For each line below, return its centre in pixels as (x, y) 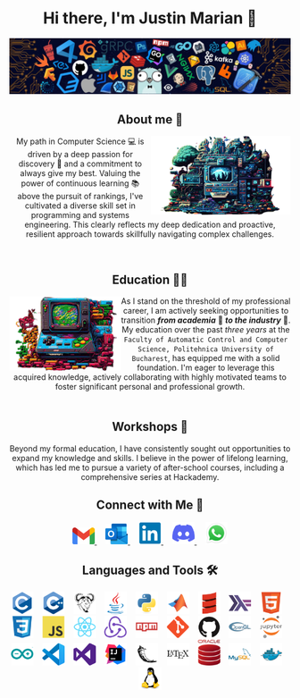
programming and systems (80, 215)
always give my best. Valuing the (80, 173)
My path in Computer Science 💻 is (80, 141)
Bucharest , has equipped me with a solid (206, 357)
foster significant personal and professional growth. (150, 386)
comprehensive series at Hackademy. (150, 476)
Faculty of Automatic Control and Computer (206, 340)
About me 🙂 (150, 119)
